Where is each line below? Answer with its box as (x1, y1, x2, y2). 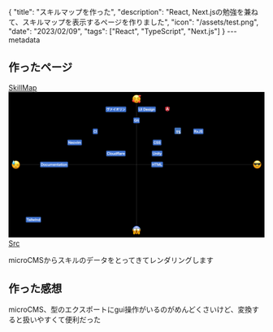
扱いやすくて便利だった (22, 315, 102, 325)
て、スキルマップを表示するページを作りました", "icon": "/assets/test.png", (8, 17, 259, 27)
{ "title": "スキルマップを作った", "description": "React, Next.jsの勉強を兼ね (8, 7, 258, 16)
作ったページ (8, 60, 73, 75)
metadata (8, 35, 41, 45)
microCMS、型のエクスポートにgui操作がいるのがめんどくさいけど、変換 (8, 304, 253, 315)
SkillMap (8, 82, 37, 92)
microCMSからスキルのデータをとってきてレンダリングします (8, 256, 214, 265)
